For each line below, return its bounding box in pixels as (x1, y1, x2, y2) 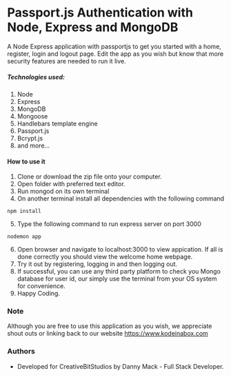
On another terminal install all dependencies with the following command (17, 194, 225, 203)
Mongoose (17, 112, 48, 120)
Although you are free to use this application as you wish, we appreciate (7, 322, 212, 330)
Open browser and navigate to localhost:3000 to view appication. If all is (17, 245, 223, 254)
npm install (7, 208, 41, 215)
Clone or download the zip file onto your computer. (17, 172, 162, 181)
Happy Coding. (17, 289, 61, 298)
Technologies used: (7, 72, 66, 81)
